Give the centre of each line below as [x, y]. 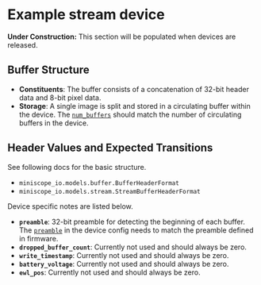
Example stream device [86, 15]
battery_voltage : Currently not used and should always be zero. [124, 264]
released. [23, 44]
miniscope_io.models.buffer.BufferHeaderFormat [99, 183]
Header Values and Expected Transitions [110, 148]
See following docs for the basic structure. [77, 167]
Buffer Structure [49, 70]
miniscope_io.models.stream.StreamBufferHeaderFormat [109, 191]
